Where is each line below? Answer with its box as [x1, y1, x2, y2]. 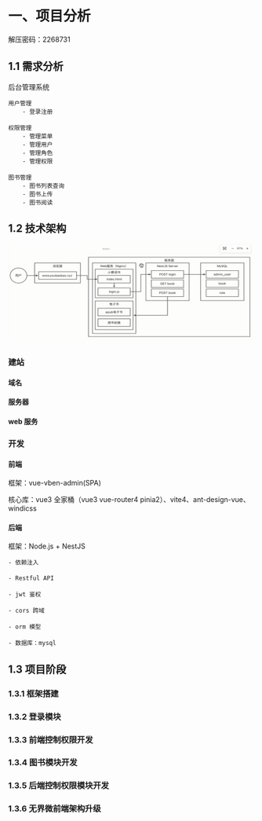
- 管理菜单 [22, 132, 53, 140]
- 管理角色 [22, 148, 53, 157]
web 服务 [8, 417, 38, 427]
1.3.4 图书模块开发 [8, 757, 78, 768]
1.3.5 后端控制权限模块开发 [8, 780, 110, 791]
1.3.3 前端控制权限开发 [8, 734, 93, 745]
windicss [8, 504, 37, 513]
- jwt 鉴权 [8, 591, 42, 599]
